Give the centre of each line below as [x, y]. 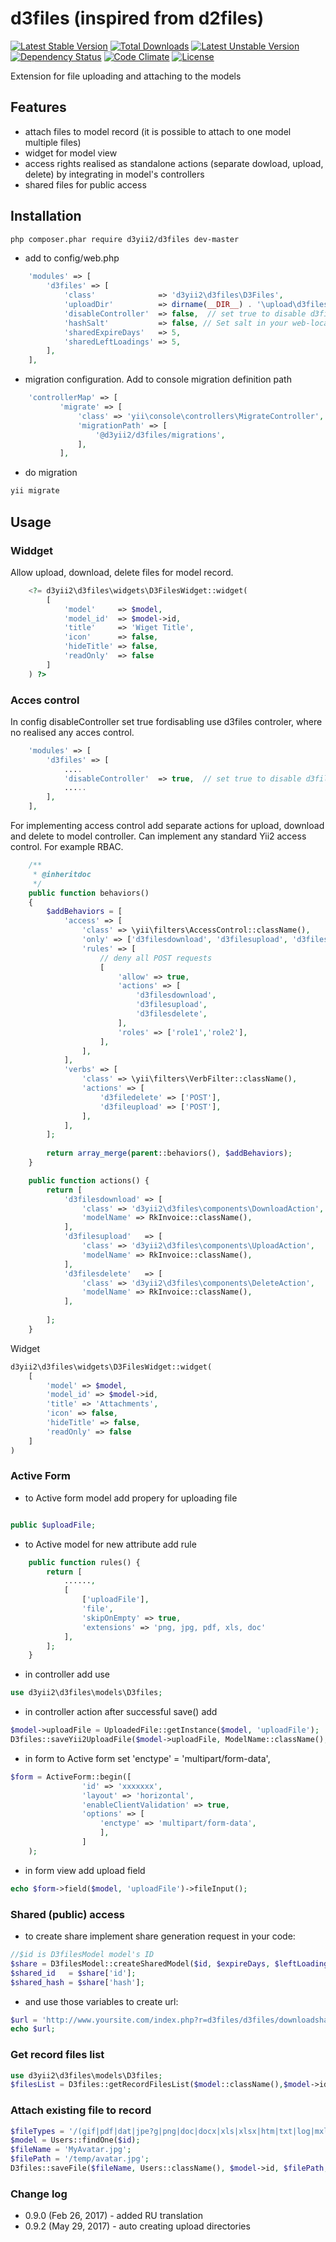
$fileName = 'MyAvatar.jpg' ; [71, 2150]
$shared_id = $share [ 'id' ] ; [73, 1973]
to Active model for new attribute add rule [110, 1544]
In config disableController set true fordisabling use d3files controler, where [166, 721]
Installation [46, 216]
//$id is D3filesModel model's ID [82, 1955]
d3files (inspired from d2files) [137, 18]
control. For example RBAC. [67, 847]
